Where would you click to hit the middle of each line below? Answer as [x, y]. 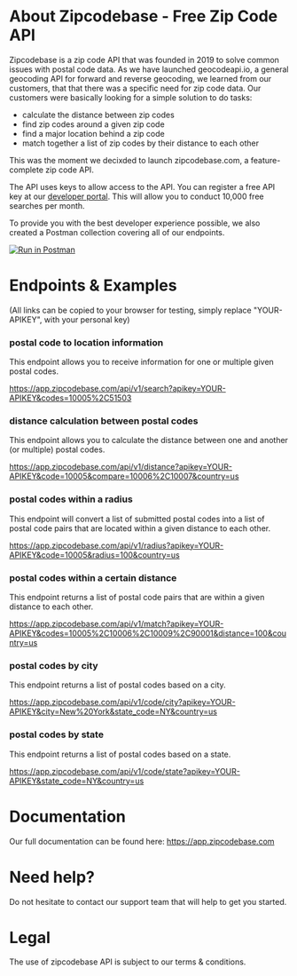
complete [27, 170]
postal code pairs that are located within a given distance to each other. [140, 528]
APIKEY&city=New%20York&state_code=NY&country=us [113, 711]
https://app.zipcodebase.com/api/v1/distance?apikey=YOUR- [121, 467]
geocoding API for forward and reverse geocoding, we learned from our [141, 78]
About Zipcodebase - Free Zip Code [144, 16]
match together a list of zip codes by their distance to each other [141, 143]
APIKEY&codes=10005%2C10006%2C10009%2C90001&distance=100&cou [148, 633]
